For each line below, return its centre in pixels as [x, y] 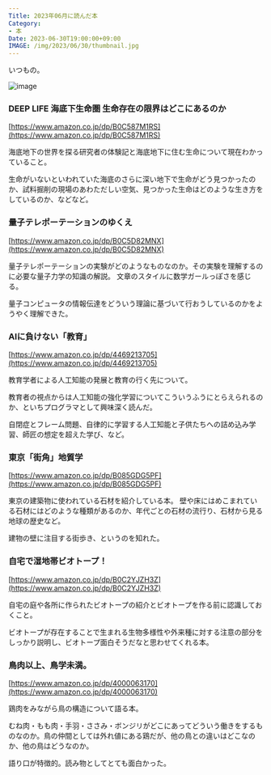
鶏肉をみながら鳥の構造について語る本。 [76, 708]
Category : [25, 23]
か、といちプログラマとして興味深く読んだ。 [83, 407]
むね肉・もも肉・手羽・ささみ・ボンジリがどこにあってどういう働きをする [132, 726]
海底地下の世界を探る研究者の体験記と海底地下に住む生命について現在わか [132, 152]
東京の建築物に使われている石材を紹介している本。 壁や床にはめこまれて [129, 501]
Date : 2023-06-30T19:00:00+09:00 [65, 38]
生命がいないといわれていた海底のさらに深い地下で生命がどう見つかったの [132, 180]
